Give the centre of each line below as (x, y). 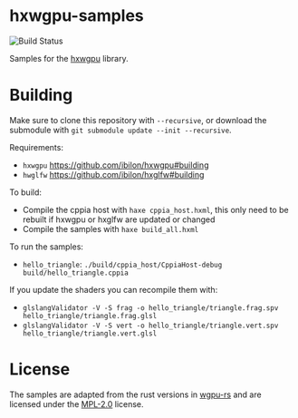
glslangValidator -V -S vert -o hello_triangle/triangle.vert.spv (150, 326)
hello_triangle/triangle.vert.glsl (90, 333)
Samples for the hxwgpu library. (69, 58)
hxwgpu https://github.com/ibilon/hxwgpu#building (115, 165)
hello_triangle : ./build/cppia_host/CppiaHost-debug (122, 264)
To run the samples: (47, 247)
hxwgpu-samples (77, 16)
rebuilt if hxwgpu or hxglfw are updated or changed (119, 219)
